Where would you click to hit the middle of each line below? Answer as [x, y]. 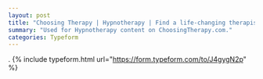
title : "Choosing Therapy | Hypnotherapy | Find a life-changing [117, 23]
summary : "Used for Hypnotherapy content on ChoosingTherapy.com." [121, 30]
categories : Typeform [43, 37]
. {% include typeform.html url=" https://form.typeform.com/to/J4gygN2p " [127, 59]
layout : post [29, 15]
